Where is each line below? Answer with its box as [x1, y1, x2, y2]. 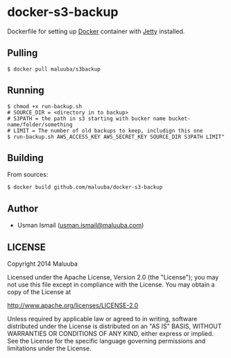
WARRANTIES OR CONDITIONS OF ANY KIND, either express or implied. [7, 330, 214, 337]
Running [7, 85, 45, 96]
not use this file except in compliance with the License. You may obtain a [7, 280, 215, 289]
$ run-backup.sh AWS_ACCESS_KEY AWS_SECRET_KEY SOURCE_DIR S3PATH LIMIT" [7, 133, 225, 140]
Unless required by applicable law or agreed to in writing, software [7, 315, 198, 323]
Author [7, 203, 38, 214]
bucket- [169, 115, 191, 122]
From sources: [7, 171, 49, 179]
